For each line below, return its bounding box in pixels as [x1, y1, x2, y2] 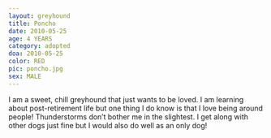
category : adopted [8, 42, 71, 50]
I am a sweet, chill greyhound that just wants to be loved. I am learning [8, 94, 244, 104]
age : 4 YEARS [8, 34, 53, 43]
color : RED [8, 58, 45, 66]
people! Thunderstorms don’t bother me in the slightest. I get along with [8, 111, 249, 122]
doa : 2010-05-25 [8, 50, 63, 58]
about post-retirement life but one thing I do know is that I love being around [8, 103, 264, 113]
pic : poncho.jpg [8, 65, 63, 73]
